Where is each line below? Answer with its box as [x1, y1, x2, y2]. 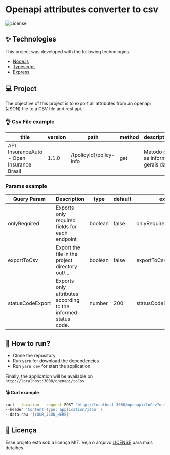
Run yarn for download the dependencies [12, 358, 99, 364]
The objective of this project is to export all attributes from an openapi [5, 100, 151, 106]
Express [12, 69, 30, 75]
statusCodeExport [8, 300, 51, 307]
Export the [55, 244, 81, 251]
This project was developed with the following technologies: [5, 48, 131, 54]
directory [55, 263, 77, 270]
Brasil [8, 167, 21, 174]
